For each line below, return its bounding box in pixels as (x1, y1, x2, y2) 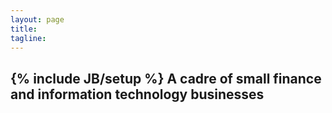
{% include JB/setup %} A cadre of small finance (10, 70, 322, 87)
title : (10, 24, 38, 34)
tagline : (10, 33, 47, 43)
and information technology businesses (10, 86, 265, 103)
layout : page (10, 14, 65, 25)
